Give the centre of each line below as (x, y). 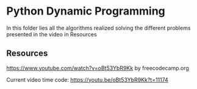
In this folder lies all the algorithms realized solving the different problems (99, 28)
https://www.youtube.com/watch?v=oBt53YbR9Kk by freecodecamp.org (98, 68)
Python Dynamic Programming (86, 11)
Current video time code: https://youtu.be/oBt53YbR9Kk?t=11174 (88, 79)
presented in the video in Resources (52, 34)
